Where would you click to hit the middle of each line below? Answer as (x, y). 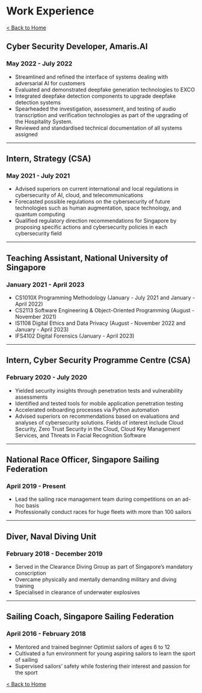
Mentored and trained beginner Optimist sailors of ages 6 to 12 (92, 647)
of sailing (26, 659)
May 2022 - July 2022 (39, 64)
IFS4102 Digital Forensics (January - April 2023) (75, 336)
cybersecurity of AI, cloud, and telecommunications (79, 195)
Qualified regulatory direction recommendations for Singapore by (96, 221)
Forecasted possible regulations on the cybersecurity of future (92, 202)
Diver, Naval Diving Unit (51, 537)
